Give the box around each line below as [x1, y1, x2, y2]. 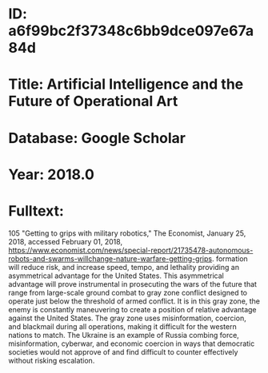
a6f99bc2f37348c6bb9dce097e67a [8, 22, 254, 40]
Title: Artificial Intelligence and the [8, 75, 244, 93]
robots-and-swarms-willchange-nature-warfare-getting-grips [8, 253, 213, 264]
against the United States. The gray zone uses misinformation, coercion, [8, 313, 246, 323]
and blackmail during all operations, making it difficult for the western [8, 321, 238, 331]
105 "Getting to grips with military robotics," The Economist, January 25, [8, 228, 246, 238]
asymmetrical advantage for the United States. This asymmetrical [8, 271, 224, 280]
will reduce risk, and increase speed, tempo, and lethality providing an [8, 262, 240, 272]
